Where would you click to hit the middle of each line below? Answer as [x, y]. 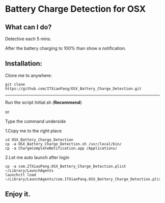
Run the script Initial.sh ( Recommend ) [43, 102]
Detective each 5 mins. [28, 39]
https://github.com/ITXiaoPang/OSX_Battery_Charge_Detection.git [73, 89]
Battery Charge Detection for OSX [75, 9]
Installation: [24, 64]
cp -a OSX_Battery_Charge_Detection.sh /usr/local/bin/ [63, 144]
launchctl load [21, 175]
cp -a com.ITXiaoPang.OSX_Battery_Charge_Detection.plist [66, 166]
